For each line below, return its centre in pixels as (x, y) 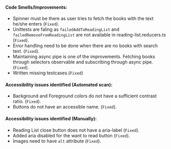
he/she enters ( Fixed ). (36, 24)
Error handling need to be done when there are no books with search (85, 46)
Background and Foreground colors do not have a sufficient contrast (85, 96)
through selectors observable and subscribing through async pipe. (83, 62)
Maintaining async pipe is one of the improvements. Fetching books (84, 57)
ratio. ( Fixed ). (27, 101)
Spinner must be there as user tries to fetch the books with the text (83, 18)
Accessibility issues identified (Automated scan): (59, 84)
